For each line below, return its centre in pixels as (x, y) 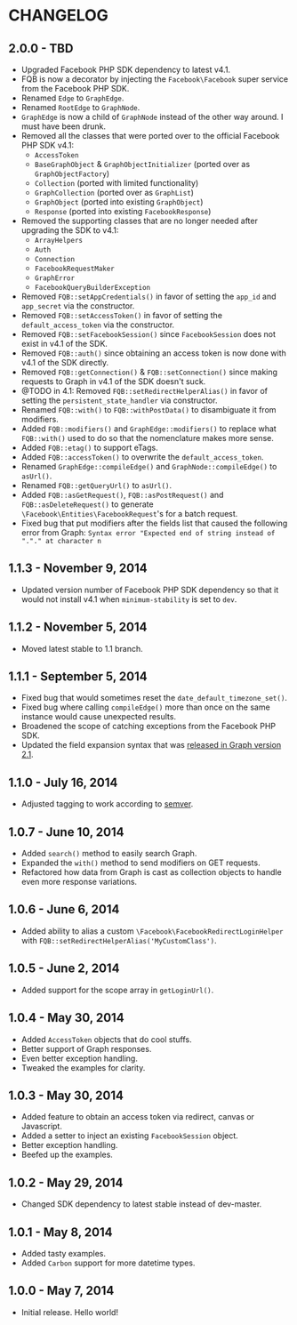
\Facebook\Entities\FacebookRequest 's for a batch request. (129, 514)
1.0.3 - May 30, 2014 (66, 1095)
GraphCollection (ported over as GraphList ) (114, 193)
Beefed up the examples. (67, 1155)
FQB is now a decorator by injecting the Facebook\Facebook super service (155, 79)
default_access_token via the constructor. (98, 325)
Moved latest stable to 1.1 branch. (82, 648)
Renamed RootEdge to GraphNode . (80, 107)
